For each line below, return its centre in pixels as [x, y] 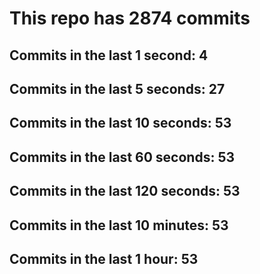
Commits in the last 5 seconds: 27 [117, 88]
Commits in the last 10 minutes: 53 [119, 225]
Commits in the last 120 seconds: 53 [125, 191]
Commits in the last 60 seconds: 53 [122, 157]
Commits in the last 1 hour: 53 [104, 258]
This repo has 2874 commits [130, 18]
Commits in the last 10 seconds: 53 [120, 123]
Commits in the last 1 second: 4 [109, 55]
